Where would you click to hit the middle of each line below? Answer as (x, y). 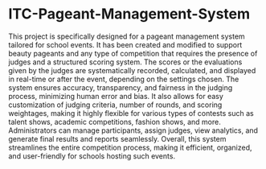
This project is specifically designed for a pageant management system (127, 36)
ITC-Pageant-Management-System (129, 14)
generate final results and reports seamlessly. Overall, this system (117, 138)
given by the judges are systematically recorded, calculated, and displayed (132, 70)
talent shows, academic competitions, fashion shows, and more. (115, 122)
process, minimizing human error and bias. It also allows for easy (116, 96)
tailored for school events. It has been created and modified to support (125, 44)
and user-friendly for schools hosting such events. (92, 156)
